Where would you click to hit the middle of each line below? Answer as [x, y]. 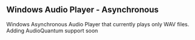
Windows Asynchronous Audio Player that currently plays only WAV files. [98, 24]
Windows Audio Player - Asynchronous [83, 10]
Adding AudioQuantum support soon [52, 30]
